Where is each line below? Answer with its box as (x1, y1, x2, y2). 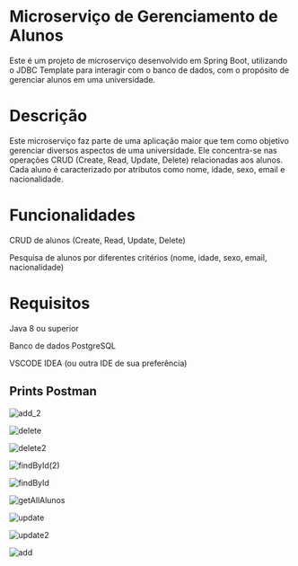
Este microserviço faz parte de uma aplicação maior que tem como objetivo (9, 135, 290, 146)
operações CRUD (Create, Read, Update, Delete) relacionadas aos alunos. (9, 155, 284, 165)
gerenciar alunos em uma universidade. (9, 74, 155, 84)
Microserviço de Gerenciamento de (9, 6, 278, 27)
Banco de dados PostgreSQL (9, 340, 117, 351)
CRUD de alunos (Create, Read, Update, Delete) (9, 234, 186, 245)
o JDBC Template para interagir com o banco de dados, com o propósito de (9, 65, 290, 75)
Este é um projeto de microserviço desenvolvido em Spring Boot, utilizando (9, 55, 288, 66)
